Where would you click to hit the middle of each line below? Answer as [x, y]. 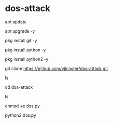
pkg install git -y [21, 40]
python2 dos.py [21, 115]
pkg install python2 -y [27, 59]
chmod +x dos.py [22, 106]
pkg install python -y [25, 50]
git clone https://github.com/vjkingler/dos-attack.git [56, 68]
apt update [16, 22]
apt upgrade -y [20, 31]
